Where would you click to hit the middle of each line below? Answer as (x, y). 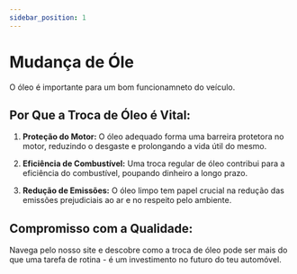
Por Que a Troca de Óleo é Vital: (100, 115)
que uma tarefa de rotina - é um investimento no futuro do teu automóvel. (145, 260)
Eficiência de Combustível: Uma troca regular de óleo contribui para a (153, 164)
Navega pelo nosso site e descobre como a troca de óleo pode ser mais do (148, 250)
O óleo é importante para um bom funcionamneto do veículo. (122, 87)
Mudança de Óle (72, 62)
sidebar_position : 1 (48, 18)
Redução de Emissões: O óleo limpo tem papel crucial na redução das (153, 190)
